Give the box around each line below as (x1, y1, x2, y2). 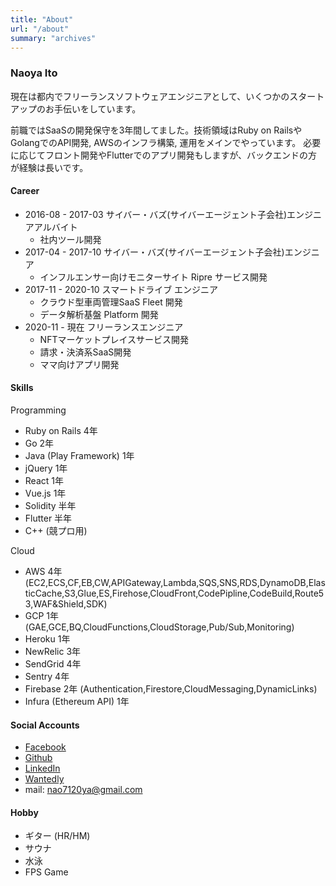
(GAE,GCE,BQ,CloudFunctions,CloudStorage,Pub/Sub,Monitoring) (24, 621, 295, 633)
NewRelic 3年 (24, 646, 82, 658)
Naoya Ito (10, 66, 58, 80)
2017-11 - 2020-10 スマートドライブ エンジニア (24, 283, 219, 295)
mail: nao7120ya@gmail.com (24, 784, 143, 796)
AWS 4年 (24, 566, 63, 578)
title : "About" (10, 14, 74, 25)
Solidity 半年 (24, 500, 77, 512)
